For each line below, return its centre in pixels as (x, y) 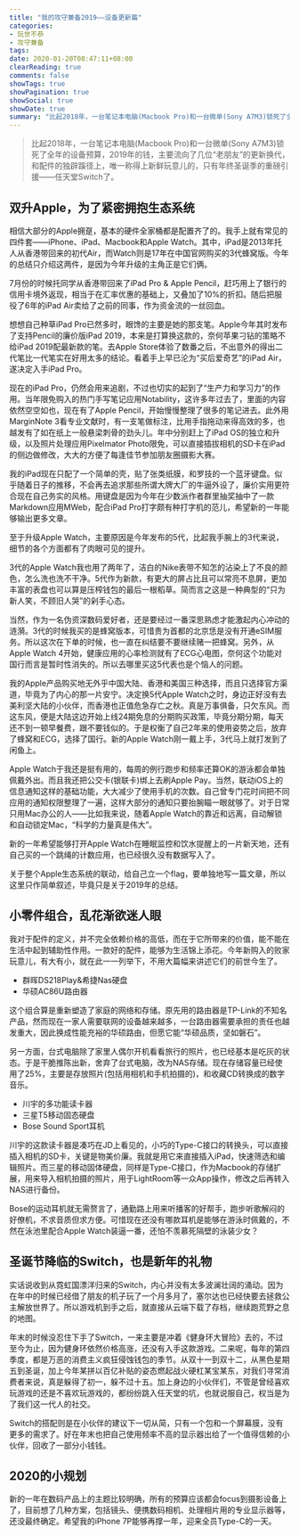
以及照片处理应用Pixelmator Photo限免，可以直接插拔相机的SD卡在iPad (155, 443)
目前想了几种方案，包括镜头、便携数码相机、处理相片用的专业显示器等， (157, 1510)
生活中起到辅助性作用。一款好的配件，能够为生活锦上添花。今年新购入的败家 (149, 949)
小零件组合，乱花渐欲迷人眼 (85, 916)
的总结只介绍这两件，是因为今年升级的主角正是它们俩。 (110, 264)
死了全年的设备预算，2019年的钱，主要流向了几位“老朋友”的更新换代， (160, 155)
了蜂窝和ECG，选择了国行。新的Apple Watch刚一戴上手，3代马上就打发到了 (148, 739)
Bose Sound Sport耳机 (63, 1126)
